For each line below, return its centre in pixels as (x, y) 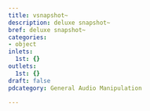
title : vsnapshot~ (38, 15)
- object (22, 45)
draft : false (29, 81)
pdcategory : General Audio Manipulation (75, 88)
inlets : (21, 52)
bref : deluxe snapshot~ (47, 30)
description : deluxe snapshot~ (59, 23)
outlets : (22, 66)
